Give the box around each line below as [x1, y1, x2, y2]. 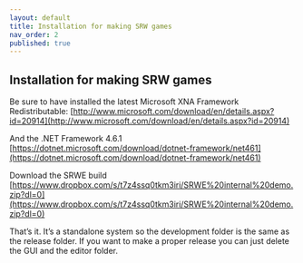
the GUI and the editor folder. [9, 246, 119, 257]
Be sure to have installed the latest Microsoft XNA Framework [9, 96, 239, 107]
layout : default [9, 13, 71, 23]
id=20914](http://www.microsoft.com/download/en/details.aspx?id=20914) [9, 115, 290, 127]
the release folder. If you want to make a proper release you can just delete [9, 236, 290, 247]
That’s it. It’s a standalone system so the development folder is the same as [9, 226, 290, 237]
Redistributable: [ [9, 106, 74, 117]
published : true [9, 38, 71, 48]
